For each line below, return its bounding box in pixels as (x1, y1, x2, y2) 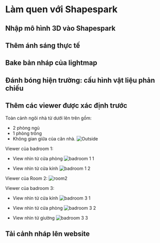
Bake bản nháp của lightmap (5, 59, 98, 67)
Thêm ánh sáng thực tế (5, 41, 81, 50)
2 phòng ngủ (12, 125, 40, 131)
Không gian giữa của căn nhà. (12, 135, 75, 141)
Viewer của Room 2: (5, 175, 47, 181)
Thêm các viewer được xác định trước (5, 101, 127, 110)
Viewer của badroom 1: (5, 145, 54, 152)
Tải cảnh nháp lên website (5, 229, 90, 238)
